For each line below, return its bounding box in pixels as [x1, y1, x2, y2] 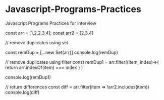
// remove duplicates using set [5, 39, 69, 46]
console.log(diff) [5, 89, 40, 95]
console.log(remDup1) [5, 74, 51, 80]
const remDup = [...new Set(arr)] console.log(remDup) [5, 49, 119, 55]
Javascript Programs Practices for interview [5, 20, 97, 26]
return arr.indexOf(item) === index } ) [5, 64, 83, 70]
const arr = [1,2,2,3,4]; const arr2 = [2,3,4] [5, 30, 94, 36]
